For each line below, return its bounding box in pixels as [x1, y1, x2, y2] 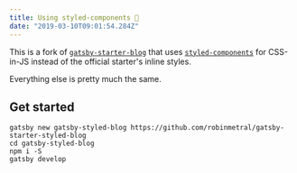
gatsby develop [9, 155, 67, 164]
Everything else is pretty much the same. [9, 73, 162, 84]
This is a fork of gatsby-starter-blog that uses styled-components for [9, 46, 266, 57]
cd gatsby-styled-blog [9, 139, 95, 149]
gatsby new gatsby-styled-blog [9, 123, 127, 132]
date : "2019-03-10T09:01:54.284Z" [9, 22, 140, 31]
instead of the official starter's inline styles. [31, 56, 191, 67]
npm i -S [9, 147, 42, 156]
